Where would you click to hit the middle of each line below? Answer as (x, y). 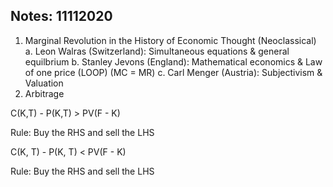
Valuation (44, 83)
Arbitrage (44, 93)
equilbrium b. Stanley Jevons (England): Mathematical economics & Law (173, 61)
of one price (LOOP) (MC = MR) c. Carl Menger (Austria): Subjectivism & (173, 72)
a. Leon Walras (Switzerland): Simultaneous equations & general (157, 51)
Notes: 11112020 (61, 16)
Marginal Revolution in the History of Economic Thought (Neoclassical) (170, 40)
